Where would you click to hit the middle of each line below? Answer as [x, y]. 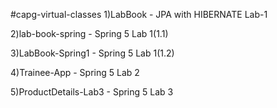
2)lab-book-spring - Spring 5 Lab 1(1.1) [89, 33]
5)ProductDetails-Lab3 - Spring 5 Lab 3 [92, 92]
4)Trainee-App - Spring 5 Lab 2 [75, 72]
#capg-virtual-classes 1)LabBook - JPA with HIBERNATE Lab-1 [139, 14]
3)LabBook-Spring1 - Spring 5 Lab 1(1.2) [92, 53]
